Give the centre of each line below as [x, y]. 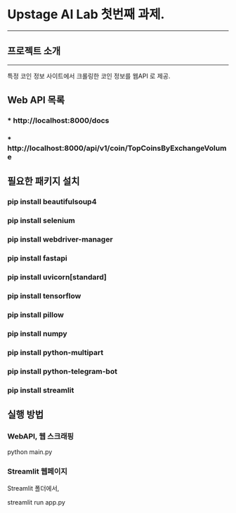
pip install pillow [36, 314]
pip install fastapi [38, 258]
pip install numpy [38, 333]
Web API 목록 [36, 100]
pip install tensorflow [44, 295]
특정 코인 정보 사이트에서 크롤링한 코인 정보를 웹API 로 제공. [89, 76]
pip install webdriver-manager [60, 239]
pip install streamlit [41, 390]
